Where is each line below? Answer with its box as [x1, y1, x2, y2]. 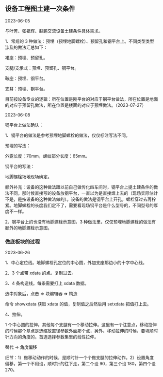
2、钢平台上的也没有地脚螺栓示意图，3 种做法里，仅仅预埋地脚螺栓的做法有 [5, 219, 156, 225]
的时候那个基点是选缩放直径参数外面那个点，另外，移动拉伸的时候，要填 [5, 328, 149, 334]
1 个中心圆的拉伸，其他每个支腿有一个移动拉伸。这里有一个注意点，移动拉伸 [5, 322, 157, 328]
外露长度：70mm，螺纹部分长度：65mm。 [5, 153, 90, 159]
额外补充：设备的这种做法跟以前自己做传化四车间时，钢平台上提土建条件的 [5, 184, 154, 190]
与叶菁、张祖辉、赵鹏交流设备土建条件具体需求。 [5, 28, 103, 34]
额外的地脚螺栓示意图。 [5, 225, 52, 230]
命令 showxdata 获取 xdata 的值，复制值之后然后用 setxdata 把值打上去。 [5, 301, 151, 307]
